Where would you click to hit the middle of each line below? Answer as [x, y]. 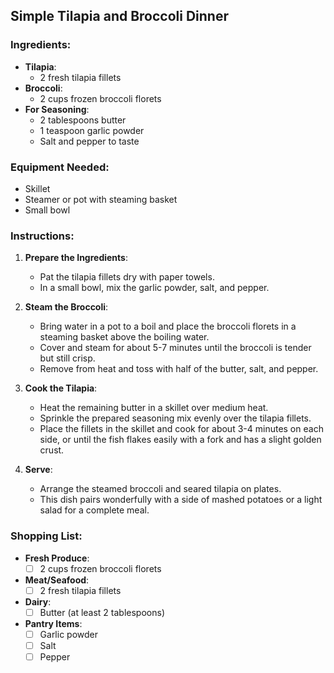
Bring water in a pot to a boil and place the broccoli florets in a [168, 326]
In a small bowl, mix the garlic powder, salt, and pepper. [154, 288]
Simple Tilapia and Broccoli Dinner [120, 16]
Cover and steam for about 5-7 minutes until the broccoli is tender [175, 348]
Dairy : [38, 601]
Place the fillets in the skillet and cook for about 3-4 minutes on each [181, 429]
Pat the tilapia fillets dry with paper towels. [127, 277]
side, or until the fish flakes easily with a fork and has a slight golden [180, 440]
